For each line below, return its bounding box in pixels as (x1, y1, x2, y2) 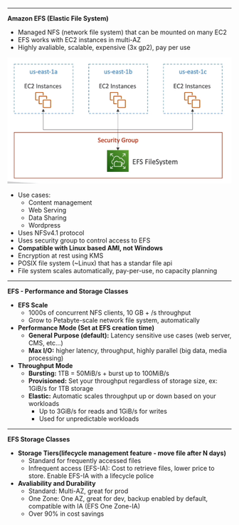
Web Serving (28, 206, 67, 215)
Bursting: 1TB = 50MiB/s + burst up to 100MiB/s (28, 369, 169, 378)
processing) (28, 354, 64, 362)
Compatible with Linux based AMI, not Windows (17, 244, 164, 253)
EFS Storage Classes (7, 435, 70, 444)
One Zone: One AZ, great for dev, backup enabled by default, (28, 494, 208, 503)
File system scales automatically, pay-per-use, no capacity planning (17, 267, 218, 275)
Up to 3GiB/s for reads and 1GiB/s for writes (38, 407, 167, 416)
